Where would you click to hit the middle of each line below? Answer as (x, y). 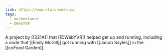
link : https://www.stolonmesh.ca (40, 10)
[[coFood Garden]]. (25, 48)
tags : (11, 14)
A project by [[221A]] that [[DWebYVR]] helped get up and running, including (84, 37)
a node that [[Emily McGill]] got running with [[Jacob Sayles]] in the (75, 43)
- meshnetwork (24, 19)
